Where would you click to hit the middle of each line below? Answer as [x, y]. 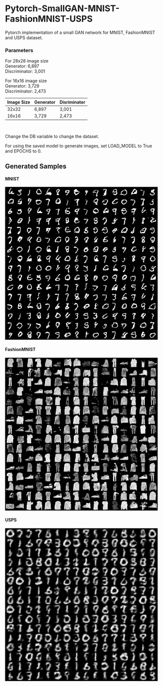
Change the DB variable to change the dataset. [52, 136]
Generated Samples [36, 166]
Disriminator [72, 102]
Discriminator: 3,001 [25, 71]
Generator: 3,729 [22, 86]
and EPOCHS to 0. [23, 151]
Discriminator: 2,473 [26, 91]
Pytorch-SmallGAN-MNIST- [62, 9]
